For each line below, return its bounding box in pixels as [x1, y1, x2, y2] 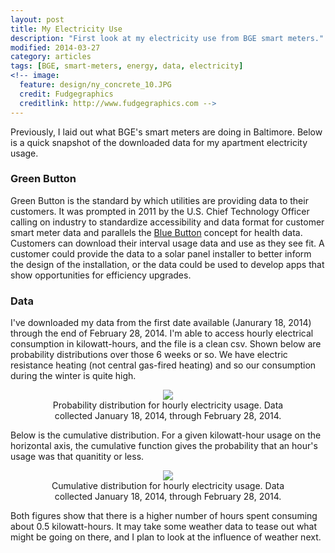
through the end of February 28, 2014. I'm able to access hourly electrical [10, 327, 314, 340]
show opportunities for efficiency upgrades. [10, 269, 192, 281]
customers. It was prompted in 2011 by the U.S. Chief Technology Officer [10, 205, 310, 217]
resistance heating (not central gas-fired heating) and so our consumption [10, 359, 317, 371]
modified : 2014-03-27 [10, 42, 101, 53]
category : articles [10, 52, 92, 62]
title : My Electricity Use [10, 24, 123, 34]
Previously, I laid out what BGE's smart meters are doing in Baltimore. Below [10, 126, 323, 138]
